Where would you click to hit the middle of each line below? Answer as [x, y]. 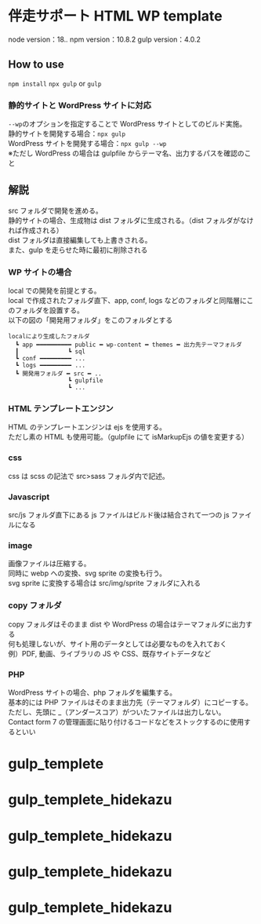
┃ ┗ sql [51, 352]
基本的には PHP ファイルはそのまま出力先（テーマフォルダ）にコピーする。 [130, 702]
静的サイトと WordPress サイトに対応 [80, 105]
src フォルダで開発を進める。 [56, 210]
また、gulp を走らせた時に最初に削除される [78, 250]
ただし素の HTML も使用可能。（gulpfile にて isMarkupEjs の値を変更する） [129, 437]
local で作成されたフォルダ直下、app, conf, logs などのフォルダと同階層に [127, 301]
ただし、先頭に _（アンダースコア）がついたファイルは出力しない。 [117, 712]
